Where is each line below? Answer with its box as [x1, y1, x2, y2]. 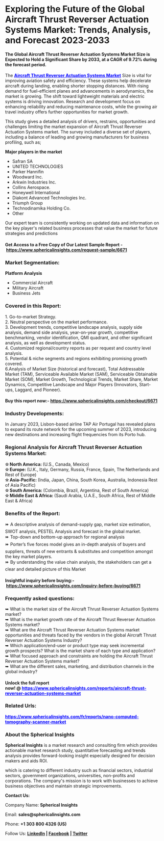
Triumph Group [12, 200, 43, 206]
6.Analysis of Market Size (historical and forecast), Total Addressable [5, 366, 145, 371]
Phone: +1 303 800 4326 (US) [5, 821, 67, 827]
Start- [139, 381, 151, 387]
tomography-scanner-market [5, 719, 67, 725]
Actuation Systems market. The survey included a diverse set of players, [5, 129, 152, 135]
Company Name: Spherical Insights [5, 802, 78, 808]
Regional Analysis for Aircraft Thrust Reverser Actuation [5, 444, 142, 451]
